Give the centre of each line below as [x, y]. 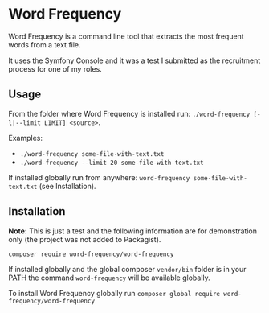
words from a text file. [45, 44]
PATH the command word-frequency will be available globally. [109, 278]
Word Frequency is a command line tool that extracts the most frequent [126, 36]
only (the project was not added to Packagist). [85, 239]
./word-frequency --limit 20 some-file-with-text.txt [112, 163]
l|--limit [25, 123]
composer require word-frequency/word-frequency [91, 254]
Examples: [25, 138]
